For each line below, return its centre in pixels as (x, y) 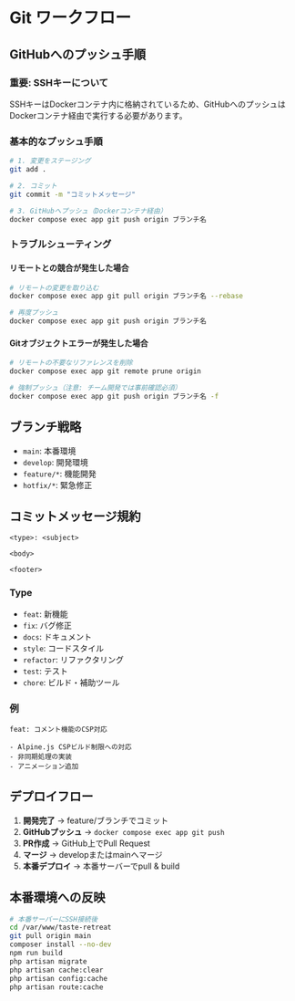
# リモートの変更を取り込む (55, 287)
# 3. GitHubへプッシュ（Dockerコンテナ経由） (88, 211)
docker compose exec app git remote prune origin (106, 371)
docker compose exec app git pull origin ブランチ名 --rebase (127, 297)
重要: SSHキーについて (59, 82)
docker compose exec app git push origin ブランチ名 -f (114, 396)
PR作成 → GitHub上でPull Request (86, 843)
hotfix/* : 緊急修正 (57, 485)
